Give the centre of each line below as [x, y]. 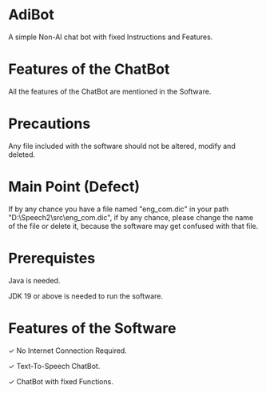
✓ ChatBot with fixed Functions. [61, 381]
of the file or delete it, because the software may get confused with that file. [133, 226]
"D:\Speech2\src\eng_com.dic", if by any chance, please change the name [131, 217]
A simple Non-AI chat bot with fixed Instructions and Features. [111, 37]
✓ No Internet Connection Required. [68, 351]
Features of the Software [92, 328]
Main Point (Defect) [74, 186]
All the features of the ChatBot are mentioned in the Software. [110, 91]
